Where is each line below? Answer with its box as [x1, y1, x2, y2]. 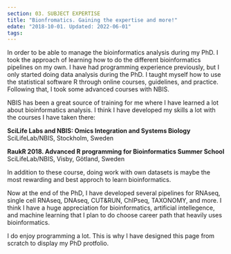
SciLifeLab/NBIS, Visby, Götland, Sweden [7, 155, 125, 163]
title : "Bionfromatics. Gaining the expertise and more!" [7, 17, 178, 24]
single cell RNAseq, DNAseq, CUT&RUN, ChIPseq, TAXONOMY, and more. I [7, 197, 222, 205]
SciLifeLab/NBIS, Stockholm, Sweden [7, 134, 114, 143]
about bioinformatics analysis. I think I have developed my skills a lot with [7, 106, 216, 114]
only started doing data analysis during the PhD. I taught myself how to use [7, 71, 221, 79]
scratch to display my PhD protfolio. [7, 239, 109, 248]
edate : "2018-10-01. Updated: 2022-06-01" [7, 23, 131, 30]
